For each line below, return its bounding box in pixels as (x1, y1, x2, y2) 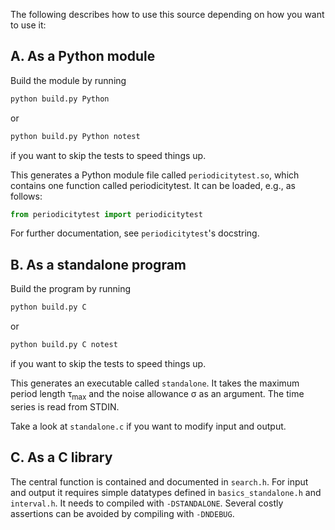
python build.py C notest (10, 340, 118, 350)
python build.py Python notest (10, 131, 141, 141)
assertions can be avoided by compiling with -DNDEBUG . (10, 507, 235, 519)
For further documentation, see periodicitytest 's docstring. (10, 227, 260, 239)
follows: (10, 190, 43, 202)
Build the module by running (10, 74, 127, 86)
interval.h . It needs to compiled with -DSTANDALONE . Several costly (10, 497, 284, 509)
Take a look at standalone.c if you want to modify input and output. (10, 420, 287, 432)
